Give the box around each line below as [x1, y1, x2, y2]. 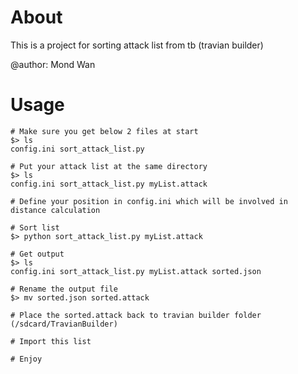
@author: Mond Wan [10, 58, 96, 70]
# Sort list [10, 222, 60, 233]
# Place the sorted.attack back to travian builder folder [10, 310, 262, 320]
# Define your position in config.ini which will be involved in [10, 196, 288, 206]
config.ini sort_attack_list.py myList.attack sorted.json [10, 266, 262, 276]
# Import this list [10, 336, 92, 346]
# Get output [10, 249, 65, 259]
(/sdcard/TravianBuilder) [10, 319, 118, 329]
